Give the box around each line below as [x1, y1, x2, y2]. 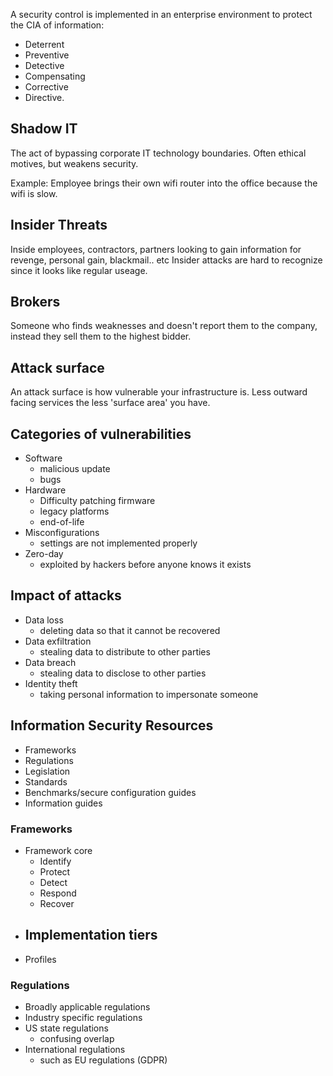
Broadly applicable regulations [24, 1001, 151, 1013]
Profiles [24, 953, 57, 965]
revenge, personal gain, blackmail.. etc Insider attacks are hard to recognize [10, 254, 323, 266]
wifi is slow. [10, 187, 58, 199]
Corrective [24, 81, 69, 93]
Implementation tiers [24, 927, 158, 944]
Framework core [24, 844, 93, 856]
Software [24, 452, 63, 464]
